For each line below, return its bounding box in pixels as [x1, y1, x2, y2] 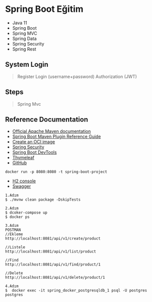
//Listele [5, 245, 26, 250]
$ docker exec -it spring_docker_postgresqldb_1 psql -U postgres [5, 288, 148, 293]
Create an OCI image [12, 139, 55, 145]
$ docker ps [5, 215, 30, 219]
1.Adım [5, 193, 19, 198]
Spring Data [12, 36, 37, 42]
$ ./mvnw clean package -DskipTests [5, 197, 81, 202]
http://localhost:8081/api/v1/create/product [5, 236, 101, 241]
